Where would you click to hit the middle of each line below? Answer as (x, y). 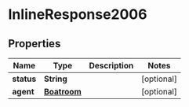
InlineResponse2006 (78, 15)
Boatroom (63, 92)
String (56, 79)
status (24, 79)
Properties (35, 44)
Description (111, 66)
